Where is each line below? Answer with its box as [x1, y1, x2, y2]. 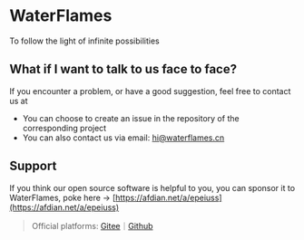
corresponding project [22, 122, 107, 133]
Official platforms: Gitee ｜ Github [31, 220, 153, 231]
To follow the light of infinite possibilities [9, 35, 161, 46]
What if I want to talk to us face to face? [9, 62, 238, 77]
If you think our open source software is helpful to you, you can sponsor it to [9, 182, 296, 193]
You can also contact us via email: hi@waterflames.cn [22, 132, 225, 143]
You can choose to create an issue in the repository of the [22, 112, 240, 123]
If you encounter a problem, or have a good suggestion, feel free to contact [9, 85, 291, 96]
